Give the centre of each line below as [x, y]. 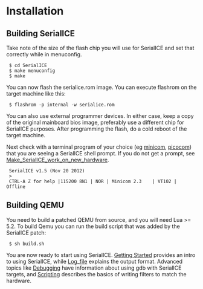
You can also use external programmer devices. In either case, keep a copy [100, 116]
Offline [16, 187]
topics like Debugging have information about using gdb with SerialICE [94, 268]
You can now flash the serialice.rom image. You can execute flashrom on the [101, 87]
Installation [35, 11]
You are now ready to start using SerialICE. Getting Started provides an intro [101, 255]
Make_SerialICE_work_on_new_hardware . [58, 160]
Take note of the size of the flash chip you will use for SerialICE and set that [100, 48]
